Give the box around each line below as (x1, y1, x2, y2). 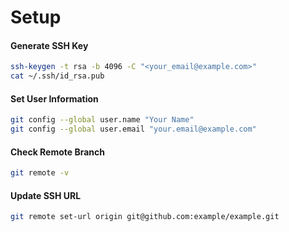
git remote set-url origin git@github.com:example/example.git (10, 212, 280, 222)
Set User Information (10, 92, 99, 105)
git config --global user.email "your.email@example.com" (10, 124, 257, 135)
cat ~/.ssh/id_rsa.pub (10, 71, 105, 81)
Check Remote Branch (10, 146, 106, 158)
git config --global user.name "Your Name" (10, 115, 195, 125)
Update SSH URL (10, 189, 82, 201)
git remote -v (10, 168, 70, 178)
